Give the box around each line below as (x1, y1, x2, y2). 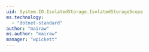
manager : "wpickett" (6, 36, 58, 42)
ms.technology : (6, 14, 44, 20)
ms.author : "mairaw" (6, 31, 58, 37)
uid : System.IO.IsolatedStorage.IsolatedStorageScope (6, 8, 144, 15)
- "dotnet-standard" (11, 20, 63, 26)
